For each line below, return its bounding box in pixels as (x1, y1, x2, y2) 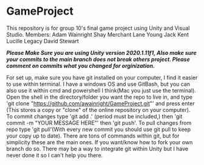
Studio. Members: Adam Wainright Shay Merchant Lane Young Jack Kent (6, 30, 189, 38)
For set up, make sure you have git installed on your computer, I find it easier (6, 74, 198, 81)
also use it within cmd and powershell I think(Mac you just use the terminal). (6, 86, 196, 94)
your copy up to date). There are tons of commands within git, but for (6, 132, 180, 139)
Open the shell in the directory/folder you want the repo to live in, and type (6, 93, 193, 100)
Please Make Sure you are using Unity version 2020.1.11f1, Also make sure (6, 49, 197, 56)
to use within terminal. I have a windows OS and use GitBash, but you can (6, 80, 190, 88)
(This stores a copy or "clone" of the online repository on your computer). (6, 106, 191, 113)
